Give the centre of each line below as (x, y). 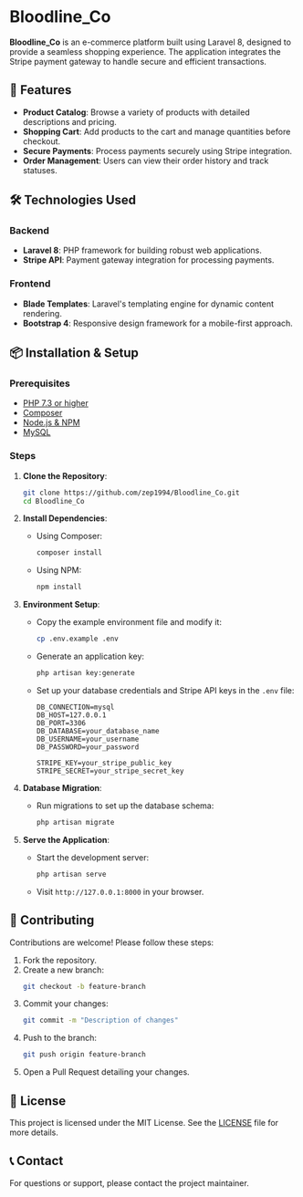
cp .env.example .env (77, 639)
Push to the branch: (60, 1038)
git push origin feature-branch (84, 1055)
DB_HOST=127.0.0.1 (71, 715)
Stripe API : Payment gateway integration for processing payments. (148, 260)
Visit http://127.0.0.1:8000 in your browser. (120, 891)
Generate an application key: (90, 656)
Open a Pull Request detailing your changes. (106, 1072)
